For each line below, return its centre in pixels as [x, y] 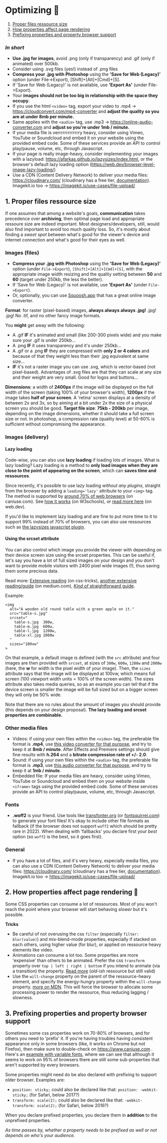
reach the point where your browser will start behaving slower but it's [76, 910]
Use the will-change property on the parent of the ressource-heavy [82, 976]
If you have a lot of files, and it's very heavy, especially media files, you [85, 861]
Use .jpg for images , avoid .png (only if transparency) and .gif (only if [83, 58]
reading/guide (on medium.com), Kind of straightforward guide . [70, 586]
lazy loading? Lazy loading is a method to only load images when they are [82, 465]
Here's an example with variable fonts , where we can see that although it [80, 1054]
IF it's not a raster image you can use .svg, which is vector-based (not [84, 367]
